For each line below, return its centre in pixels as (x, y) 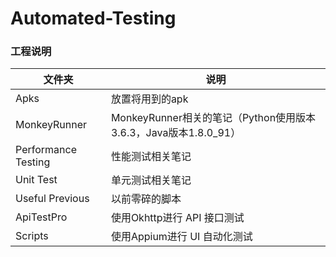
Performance (46, 150)
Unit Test (36, 180)
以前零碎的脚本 (146, 199)
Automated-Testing (93, 18)
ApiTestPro (41, 217)
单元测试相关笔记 (151, 180)
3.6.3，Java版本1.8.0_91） (176, 133)
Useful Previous (52, 199)
